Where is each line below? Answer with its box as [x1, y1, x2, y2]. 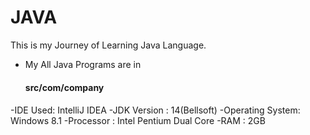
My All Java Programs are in [24, 58, 142, 70]
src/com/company [24, 81, 105, 93]
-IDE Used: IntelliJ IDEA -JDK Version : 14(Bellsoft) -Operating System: [10, 104, 301, 116]
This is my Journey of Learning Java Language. [10, 39, 207, 51]
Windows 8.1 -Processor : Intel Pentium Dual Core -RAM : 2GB [10, 115, 266, 127]
